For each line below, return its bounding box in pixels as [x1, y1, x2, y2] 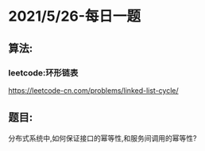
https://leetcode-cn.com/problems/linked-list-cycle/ [8, 85, 179, 95]
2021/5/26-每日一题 [8, 7, 141, 25]
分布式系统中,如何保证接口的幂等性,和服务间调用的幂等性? [8, 133, 197, 143]
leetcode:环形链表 [8, 67, 79, 78]
